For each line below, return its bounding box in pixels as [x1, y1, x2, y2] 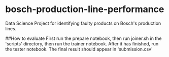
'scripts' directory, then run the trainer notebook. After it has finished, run [5, 40, 159, 46]
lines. [5, 25, 17, 31]
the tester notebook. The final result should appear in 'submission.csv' [5, 46, 153, 52]
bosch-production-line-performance [5, 4, 164, 15]
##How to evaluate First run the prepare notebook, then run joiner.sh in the [5, 35, 162, 41]
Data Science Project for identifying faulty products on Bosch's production [5, 20, 161, 26]
